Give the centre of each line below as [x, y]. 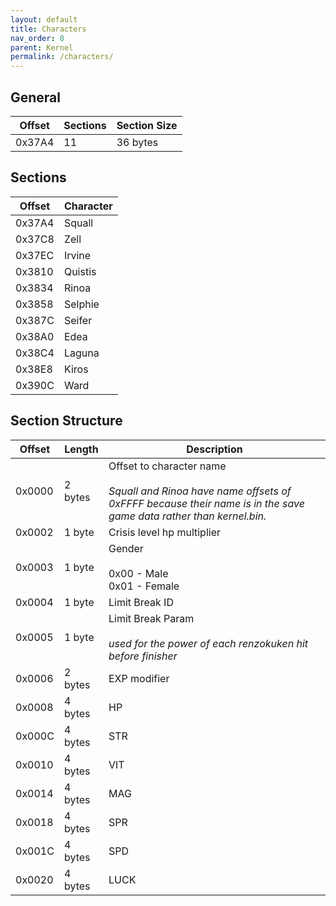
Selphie [81, 304]
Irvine [77, 255]
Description [214, 449]
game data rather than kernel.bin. [187, 516]
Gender [126, 548]
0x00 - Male [138, 573]
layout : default [44, 19]
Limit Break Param [151, 618]
